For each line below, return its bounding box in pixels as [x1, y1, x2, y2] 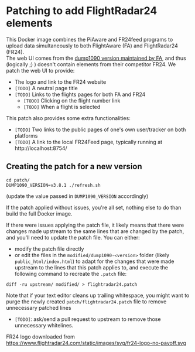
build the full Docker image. [6, 210, 73, 217]
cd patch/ [6, 177, 30, 183]
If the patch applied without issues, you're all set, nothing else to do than [6, 204, 182, 211]
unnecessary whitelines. [14, 322, 74, 329]
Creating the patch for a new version [6, 162, 142, 172]
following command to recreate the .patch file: [14, 270, 127, 277]
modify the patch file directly [14, 245, 84, 252]
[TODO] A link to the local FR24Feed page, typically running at [14, 138, 163, 145]
